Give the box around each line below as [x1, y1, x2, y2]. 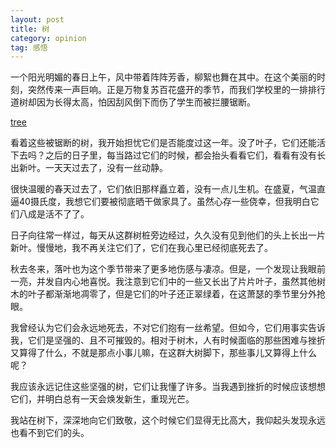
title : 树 [10, 24, 50, 34]
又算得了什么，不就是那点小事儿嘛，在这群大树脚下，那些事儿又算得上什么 [10, 347, 317, 359]
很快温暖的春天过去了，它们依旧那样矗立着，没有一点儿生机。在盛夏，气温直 [10, 183, 326, 195]
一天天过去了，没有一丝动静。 [44, 162, 168, 174]
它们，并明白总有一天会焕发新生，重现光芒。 [10, 393, 195, 405]
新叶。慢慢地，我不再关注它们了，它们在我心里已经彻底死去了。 [10, 242, 273, 254]
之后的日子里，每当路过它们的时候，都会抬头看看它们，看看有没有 [44, 149, 317, 161]
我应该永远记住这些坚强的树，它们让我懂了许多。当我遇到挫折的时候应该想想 [10, 381, 326, 393]
